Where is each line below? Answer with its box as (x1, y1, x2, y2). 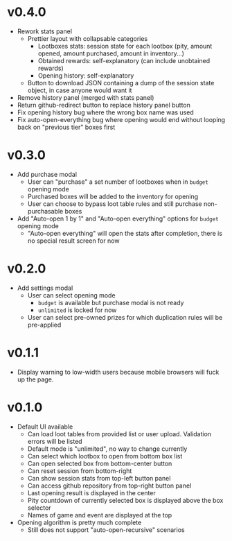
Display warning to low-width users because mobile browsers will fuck (17, 368, 220, 376)
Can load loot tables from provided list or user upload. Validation (27, 429, 212, 438)
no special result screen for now (27, 237, 120, 245)
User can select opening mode (27, 291, 116, 299)
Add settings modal (17, 284, 73, 292)
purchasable (27, 207, 64, 215)
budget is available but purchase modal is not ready (37, 298, 184, 307)
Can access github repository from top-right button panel (27, 481, 192, 490)
